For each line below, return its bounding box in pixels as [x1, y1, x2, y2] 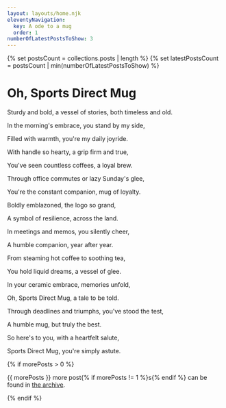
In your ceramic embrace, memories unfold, [7, 281, 131, 289]
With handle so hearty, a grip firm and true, [7, 148, 129, 156]
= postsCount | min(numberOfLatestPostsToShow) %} [7, 62, 160, 70]
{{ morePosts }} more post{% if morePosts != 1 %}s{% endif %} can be [7, 374, 208, 382]
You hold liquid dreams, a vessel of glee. [7, 268, 122, 276]
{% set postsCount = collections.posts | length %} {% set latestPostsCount [7, 54, 219, 62]
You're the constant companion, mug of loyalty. [7, 188, 141, 196]
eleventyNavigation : [7, 16, 66, 23]
